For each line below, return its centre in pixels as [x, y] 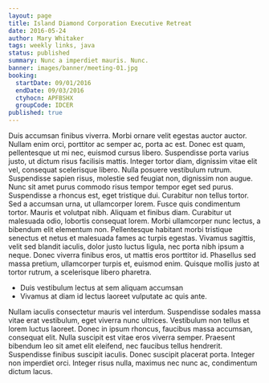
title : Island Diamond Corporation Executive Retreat [100, 23]
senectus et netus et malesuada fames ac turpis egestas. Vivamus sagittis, [132, 238]
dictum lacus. [31, 371]
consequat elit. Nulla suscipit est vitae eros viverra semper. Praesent [122, 337]
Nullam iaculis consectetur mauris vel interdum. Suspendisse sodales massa [134, 312]
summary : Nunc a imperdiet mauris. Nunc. [79, 61]
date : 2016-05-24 [37, 31]
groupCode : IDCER [45, 105]
